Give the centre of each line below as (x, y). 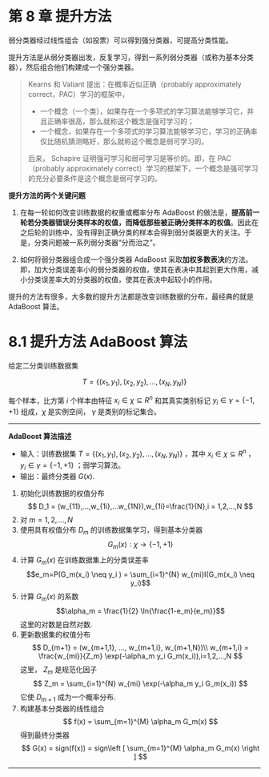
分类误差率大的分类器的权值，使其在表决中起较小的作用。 (122, 279)
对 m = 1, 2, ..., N (46, 520)
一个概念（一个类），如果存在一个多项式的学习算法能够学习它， (143, 111)
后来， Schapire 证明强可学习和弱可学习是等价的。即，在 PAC (130, 158)
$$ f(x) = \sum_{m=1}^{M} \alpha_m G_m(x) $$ (141, 722)
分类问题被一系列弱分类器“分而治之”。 (97, 242)
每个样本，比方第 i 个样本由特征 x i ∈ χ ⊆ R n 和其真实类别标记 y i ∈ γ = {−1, (131, 401)
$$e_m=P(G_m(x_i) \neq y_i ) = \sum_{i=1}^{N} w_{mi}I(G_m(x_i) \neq (140, 574)
